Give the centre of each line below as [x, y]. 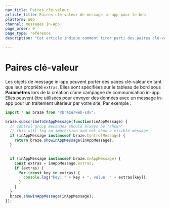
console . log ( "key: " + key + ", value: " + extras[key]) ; [86, 178]
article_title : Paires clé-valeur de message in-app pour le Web [75, 15]
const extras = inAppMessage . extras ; [54, 163]
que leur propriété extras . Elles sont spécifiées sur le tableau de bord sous [83, 87]
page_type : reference [28, 33]
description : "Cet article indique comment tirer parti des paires [78, 38]
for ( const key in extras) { [49, 173]
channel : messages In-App [32, 24]
